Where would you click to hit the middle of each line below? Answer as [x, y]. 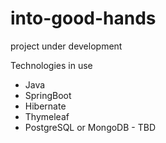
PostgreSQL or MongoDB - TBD [90, 127]
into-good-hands [83, 18]
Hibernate [45, 106]
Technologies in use [51, 65]
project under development [66, 46]
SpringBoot [48, 95]
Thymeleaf [47, 116]
